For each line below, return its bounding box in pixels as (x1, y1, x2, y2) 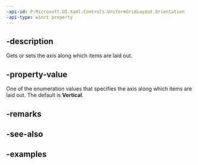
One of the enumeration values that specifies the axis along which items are (6, 85, 192, 92)
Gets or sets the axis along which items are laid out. (6, 52, 133, 60)
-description (6, 36, 54, 46)
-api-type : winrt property (6, 14, 73, 20)
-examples (6, 150, 47, 160)
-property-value (6, 69, 68, 79)
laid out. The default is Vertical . (6, 92, 84, 99)
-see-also (6, 129, 43, 139)
